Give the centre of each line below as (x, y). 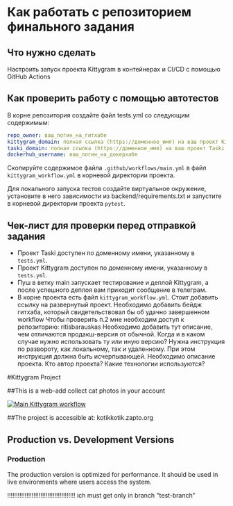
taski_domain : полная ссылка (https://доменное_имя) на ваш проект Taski (116, 148)
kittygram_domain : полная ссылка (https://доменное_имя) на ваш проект (113, 142)
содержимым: (28, 122)
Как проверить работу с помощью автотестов (113, 98)
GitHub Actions (29, 76)
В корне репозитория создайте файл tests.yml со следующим (98, 115)
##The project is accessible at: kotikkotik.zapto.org (80, 418)
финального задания (71, 27)
